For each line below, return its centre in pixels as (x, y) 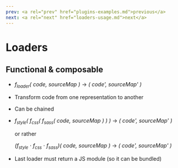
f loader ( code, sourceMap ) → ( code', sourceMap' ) (78, 85)
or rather (25, 134)
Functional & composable (54, 70)
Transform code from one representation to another (79, 97)
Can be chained (34, 109)
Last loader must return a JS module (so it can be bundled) (88, 158)
